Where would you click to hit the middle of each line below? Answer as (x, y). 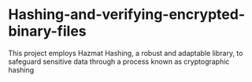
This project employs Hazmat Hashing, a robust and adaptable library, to (126, 53)
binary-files (47, 31)
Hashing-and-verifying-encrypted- (127, 15)
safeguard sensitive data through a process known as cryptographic (119, 61)
